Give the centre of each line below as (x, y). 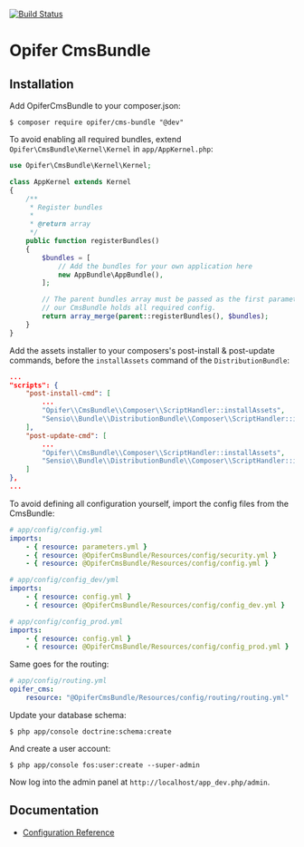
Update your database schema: (68, 715)
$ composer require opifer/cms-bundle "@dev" (96, 122)
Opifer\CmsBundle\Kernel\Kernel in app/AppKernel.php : (112, 149)
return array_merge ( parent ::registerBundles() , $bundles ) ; (156, 316)
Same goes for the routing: (59, 664)
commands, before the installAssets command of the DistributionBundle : (149, 360)
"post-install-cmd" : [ (68, 394)
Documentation (54, 810)
